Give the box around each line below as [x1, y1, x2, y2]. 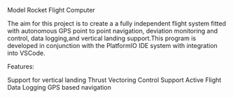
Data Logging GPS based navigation [7, 83, 112, 91]
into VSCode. [7, 49, 45, 57]
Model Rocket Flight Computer [7, 6, 96, 14]
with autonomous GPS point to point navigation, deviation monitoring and [7, 27, 218, 35]
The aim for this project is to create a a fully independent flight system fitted [7, 19, 226, 27]
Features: [7, 63, 35, 70]
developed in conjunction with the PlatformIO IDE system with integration [7, 42, 218, 49]
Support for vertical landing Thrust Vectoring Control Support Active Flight [7, 76, 222, 84]
